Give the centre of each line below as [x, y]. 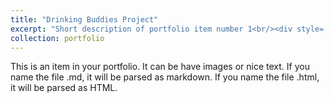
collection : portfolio [57, 38]
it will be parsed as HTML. [64, 88]
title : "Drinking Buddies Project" [84, 19]
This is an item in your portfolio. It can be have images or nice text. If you [160, 67]
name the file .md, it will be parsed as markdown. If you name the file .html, [165, 77]
